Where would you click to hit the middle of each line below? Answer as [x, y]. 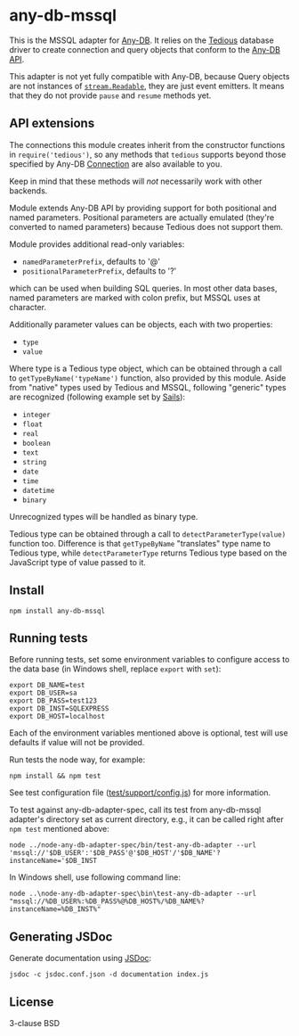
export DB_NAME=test [48, 686]
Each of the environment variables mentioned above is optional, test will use [149, 733]
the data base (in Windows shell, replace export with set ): [115, 669]
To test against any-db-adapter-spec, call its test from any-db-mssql [135, 810]
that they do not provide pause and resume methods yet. [110, 95]
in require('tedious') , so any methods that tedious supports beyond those [148, 154]
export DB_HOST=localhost [57, 717]
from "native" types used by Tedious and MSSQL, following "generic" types [148, 387]
